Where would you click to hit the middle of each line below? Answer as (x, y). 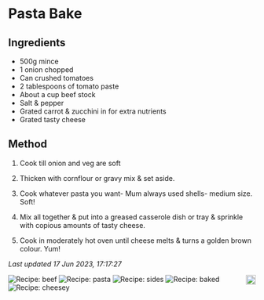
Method (28, 145)
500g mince (39, 61)
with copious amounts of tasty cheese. (82, 225)
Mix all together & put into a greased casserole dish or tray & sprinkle (131, 217)
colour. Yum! (40, 248)
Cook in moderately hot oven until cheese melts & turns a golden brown (135, 240)
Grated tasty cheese (53, 119)
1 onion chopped (46, 70)
